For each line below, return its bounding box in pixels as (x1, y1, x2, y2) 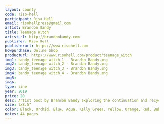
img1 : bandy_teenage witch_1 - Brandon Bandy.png (5, 57, 108, 62)
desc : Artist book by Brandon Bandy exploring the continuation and (5, 98, 147, 103)
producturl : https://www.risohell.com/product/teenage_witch (5, 52, 132, 58)
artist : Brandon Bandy (5, 25, 51, 30)
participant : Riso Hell (5, 16, 54, 21)
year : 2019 (5, 89, 27, 94)
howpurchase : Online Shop (5, 48, 58, 53)
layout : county (5, 7, 36, 12)
